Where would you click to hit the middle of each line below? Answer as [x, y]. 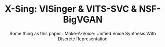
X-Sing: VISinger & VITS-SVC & [71, 9]
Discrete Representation [83, 39]
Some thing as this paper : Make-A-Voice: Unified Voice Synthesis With [83, 33]
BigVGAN [83, 20]
